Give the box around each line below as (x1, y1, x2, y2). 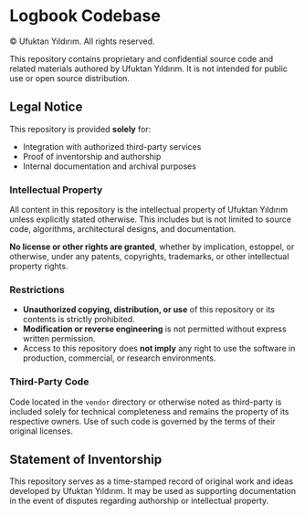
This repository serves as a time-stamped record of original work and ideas (9, 476, 294, 487)
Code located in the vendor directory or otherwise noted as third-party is (9, 396, 282, 407)
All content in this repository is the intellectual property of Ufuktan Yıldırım (9, 205, 289, 215)
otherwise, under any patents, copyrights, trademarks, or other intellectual (9, 251, 289, 262)
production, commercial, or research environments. (22, 352, 216, 363)
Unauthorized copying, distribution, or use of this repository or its (22, 304, 276, 315)
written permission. (22, 333, 96, 344)
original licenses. (9, 426, 73, 436)
